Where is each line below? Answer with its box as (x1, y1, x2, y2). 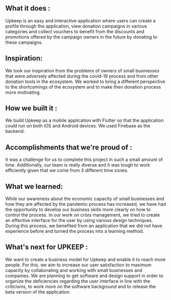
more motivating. (5, 89, 41, 95)
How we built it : (5, 104, 58, 113)
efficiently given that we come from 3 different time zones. (5, 168, 129, 174)
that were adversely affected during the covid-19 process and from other (5, 73, 159, 79)
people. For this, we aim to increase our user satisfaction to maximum (5, 262, 152, 268)
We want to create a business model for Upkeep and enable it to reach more (5, 256, 166, 262)
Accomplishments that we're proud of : (5, 143, 133, 152)
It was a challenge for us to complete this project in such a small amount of (5, 156, 163, 162)
